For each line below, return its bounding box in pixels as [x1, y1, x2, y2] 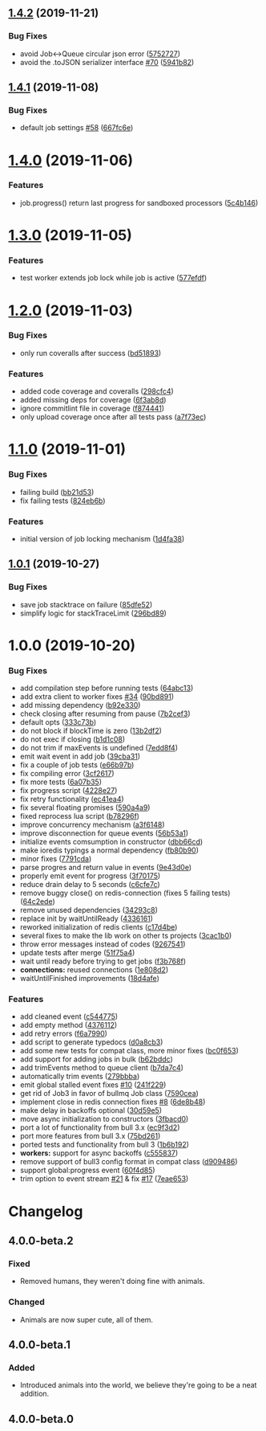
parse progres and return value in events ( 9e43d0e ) [19, 863, 192, 873]
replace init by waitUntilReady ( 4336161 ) [19, 914, 154, 923]
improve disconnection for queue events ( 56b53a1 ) [19, 828, 189, 838]
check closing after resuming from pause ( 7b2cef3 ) [19, 709, 191, 718]
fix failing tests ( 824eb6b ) [19, 496, 106, 505]
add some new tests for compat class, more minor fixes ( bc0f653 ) [19, 1046, 239, 1056]
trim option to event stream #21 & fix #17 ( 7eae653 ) [19, 1174, 189, 1184]
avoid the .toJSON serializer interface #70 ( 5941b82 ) [19, 57, 195, 67]
